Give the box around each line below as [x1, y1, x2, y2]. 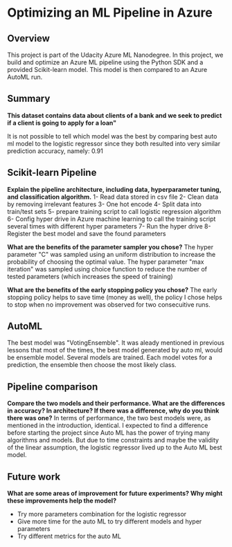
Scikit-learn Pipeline [7, 167, 97, 179]
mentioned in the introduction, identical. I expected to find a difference [7, 421, 208, 430]
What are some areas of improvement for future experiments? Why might [7, 490, 223, 498]
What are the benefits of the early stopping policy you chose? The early [7, 285, 217, 294]
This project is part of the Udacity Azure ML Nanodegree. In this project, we [7, 51, 224, 59]
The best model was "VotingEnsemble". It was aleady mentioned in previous [7, 339, 225, 347]
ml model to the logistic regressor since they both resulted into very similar [7, 139, 220, 147]
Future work [7, 471, 61, 483]
